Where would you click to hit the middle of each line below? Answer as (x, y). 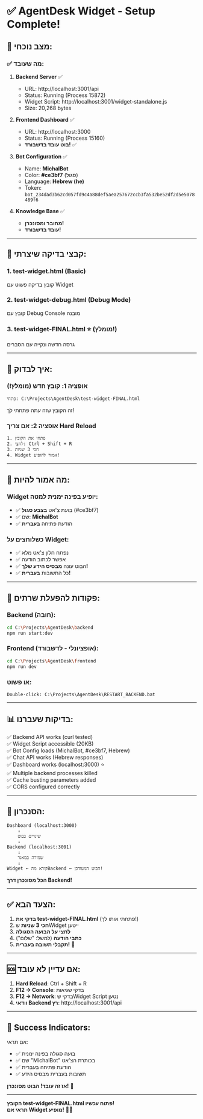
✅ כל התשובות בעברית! (43, 573)
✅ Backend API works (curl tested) (50, 737)
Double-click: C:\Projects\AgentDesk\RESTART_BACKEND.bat (81, 694)
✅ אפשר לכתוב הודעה (40, 559)
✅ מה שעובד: (26, 63)
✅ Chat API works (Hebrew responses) (55, 757)
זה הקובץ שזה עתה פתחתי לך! (41, 410)
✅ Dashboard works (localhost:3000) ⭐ (56, 764)
